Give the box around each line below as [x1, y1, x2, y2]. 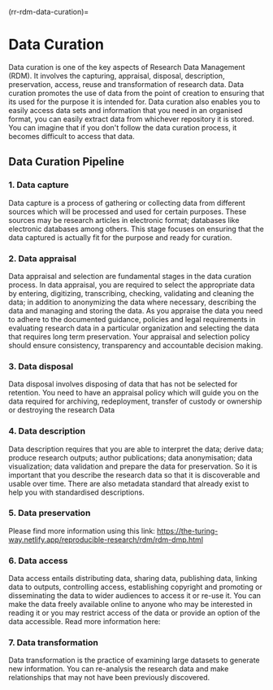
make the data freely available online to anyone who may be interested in [8, 600, 253, 609]
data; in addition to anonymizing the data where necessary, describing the [8, 297, 258, 307]
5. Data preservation [8, 508, 91, 519]
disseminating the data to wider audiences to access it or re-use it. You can [8, 591, 262, 600]
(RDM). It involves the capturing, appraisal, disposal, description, [8, 71, 225, 81]
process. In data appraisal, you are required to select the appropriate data [8, 280, 255, 290]
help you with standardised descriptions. [8, 487, 145, 497]
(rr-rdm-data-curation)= [8, 7, 89, 16]
